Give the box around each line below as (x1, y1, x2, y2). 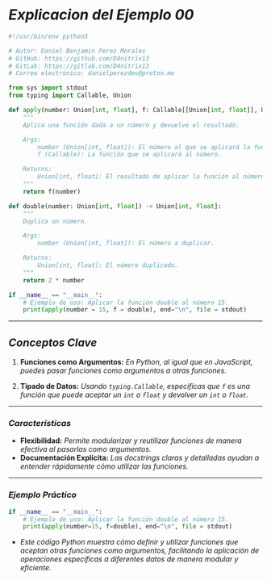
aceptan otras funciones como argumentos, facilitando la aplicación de (19, 546, 260, 556)
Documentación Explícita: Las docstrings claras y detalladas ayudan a (19, 453, 260, 463)
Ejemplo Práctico (8, 490, 77, 501)
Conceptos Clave (8, 336, 98, 349)
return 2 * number (23, 276, 85, 284)
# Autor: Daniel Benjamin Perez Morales (8, 47, 147, 55)
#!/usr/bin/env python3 (8, 32, 89, 40)
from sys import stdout (8, 84, 89, 92)
